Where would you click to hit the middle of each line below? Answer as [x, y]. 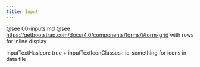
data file [16, 59]
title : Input [22, 12]
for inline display [26, 41]
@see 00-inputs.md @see [38, 28]
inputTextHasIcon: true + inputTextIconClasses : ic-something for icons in [96, 52]
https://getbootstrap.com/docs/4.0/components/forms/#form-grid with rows [100, 35]
